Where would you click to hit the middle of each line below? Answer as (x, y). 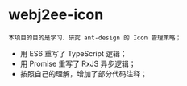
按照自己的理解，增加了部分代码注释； (83, 73)
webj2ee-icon (56, 15)
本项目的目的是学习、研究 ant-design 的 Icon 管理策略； (95, 38)
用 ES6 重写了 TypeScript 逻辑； (73, 53)
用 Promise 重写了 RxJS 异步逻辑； (78, 63)
